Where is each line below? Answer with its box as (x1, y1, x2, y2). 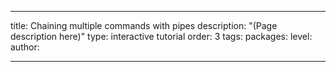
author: (10, 41, 40, 53)
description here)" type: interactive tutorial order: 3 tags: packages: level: (10, 31, 313, 42)
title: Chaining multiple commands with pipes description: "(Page (10, 20, 278, 31)
